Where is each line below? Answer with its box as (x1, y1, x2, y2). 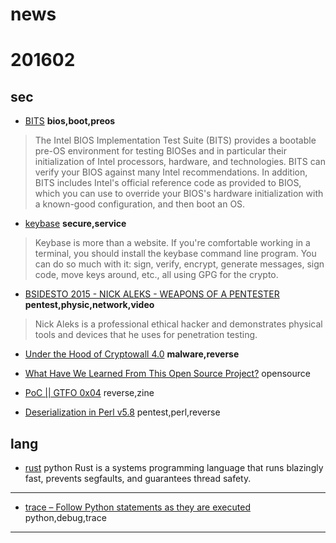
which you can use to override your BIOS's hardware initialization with (34, 188, 324, 200)
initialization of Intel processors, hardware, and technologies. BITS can (34, 156, 326, 168)
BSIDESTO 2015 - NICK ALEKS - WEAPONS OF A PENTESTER (24, 288, 280, 300)
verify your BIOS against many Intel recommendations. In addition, (34, 166, 308, 178)
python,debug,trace (24, 512, 107, 523)
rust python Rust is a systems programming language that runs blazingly (24, 462, 324, 473)
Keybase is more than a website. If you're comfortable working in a (34, 237, 311, 249)
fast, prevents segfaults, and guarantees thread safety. (24, 473, 252, 484)
